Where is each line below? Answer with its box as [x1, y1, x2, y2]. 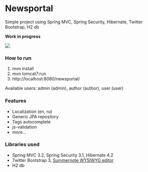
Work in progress [5, 33, 41, 39]
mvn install [12, 66, 34, 72]
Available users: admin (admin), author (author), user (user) [5, 85, 124, 91]
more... [12, 129, 27, 135]
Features [5, 97, 27, 104]
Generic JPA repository [12, 113, 59, 119]
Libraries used [5, 141, 40, 148]
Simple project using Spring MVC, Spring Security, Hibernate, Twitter [5, 19, 143, 25]
